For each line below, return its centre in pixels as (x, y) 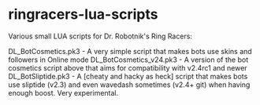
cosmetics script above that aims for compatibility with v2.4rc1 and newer (128, 67)
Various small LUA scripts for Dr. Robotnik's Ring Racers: (100, 36)
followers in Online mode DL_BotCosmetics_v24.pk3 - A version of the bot (128, 60)
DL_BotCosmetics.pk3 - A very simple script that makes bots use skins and (130, 51)
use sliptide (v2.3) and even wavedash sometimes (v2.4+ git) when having (129, 85)
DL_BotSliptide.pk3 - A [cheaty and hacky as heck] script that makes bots (128, 76)
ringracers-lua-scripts (83, 14)
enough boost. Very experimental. (63, 92)
